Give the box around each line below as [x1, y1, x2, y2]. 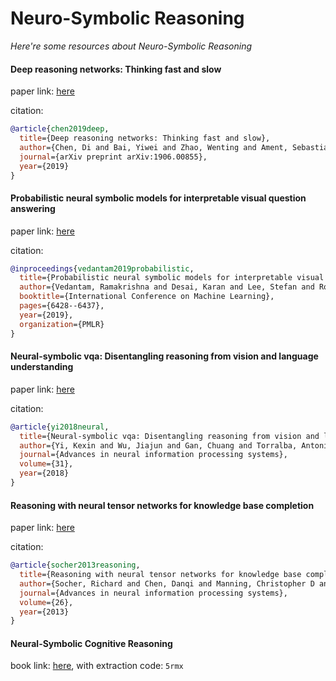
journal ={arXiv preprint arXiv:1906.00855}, [19, 152, 208, 162]
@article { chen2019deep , [10, 124, 110, 134]
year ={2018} [19, 468, 70, 479]
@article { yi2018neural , [10, 422, 110, 432]
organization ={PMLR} [19, 319, 105, 329]
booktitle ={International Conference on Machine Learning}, [19, 292, 275, 302]
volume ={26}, [19, 597, 74, 607]
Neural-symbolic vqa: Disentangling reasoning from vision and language [10, 350, 319, 362]
